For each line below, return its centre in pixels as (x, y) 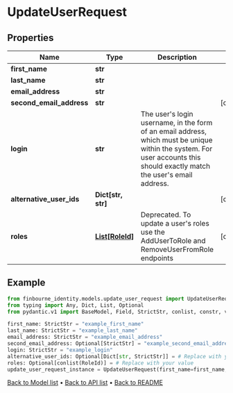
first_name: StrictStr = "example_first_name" (76, 324)
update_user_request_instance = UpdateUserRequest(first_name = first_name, (118, 369)
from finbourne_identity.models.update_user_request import (96, 299)
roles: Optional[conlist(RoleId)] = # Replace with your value (101, 363)
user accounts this (171, 157)
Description (177, 57)
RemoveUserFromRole (177, 249)
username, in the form (177, 123)
